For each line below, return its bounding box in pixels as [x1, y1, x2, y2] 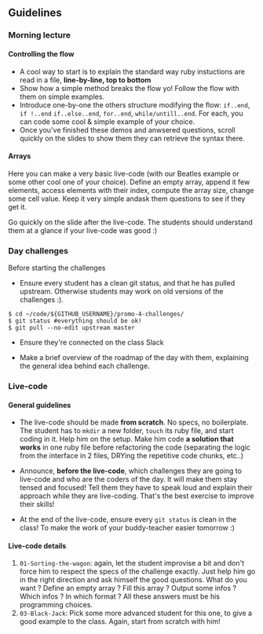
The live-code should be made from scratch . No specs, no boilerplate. [19, 417, 249, 427]
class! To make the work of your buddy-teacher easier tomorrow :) [19, 523, 236, 533]
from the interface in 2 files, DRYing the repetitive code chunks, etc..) [19, 451, 244, 461]
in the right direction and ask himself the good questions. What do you [19, 575, 247, 585]
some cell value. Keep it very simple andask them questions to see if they [8, 194, 246, 203]
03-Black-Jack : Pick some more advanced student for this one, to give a [19, 608, 253, 618]
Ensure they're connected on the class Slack [19, 337, 164, 348]
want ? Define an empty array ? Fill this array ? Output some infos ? [19, 584, 237, 593]
